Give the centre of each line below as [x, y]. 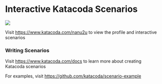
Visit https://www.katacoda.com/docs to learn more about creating [73, 61]
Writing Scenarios [27, 50]
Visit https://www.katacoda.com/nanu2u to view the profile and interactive [81, 32]
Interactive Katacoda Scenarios [71, 9]
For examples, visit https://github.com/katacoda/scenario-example [73, 76]
